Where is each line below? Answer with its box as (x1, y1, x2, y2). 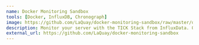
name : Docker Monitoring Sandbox (6, 8, 89, 15)
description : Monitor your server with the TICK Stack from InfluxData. (6, 25, 190, 31)
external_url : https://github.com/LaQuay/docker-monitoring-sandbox (6, 30, 179, 36)
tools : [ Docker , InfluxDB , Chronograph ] (6, 14, 108, 20)
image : (6, 19, 23, 25)
